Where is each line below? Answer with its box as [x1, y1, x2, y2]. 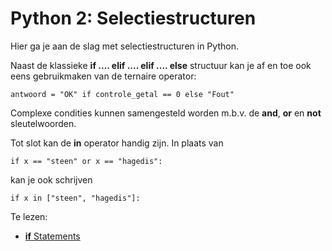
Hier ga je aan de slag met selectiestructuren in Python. [10, 40, 239, 52]
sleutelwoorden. [10, 117, 77, 129]
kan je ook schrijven [10, 173, 93, 186]
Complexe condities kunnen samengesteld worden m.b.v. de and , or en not [10, 107, 322, 119]
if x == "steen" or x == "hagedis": [10, 156, 163, 166]
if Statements [24, 230, 81, 242]
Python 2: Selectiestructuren [10, 7, 257, 30]
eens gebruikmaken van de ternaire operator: [10, 70, 197, 82]
